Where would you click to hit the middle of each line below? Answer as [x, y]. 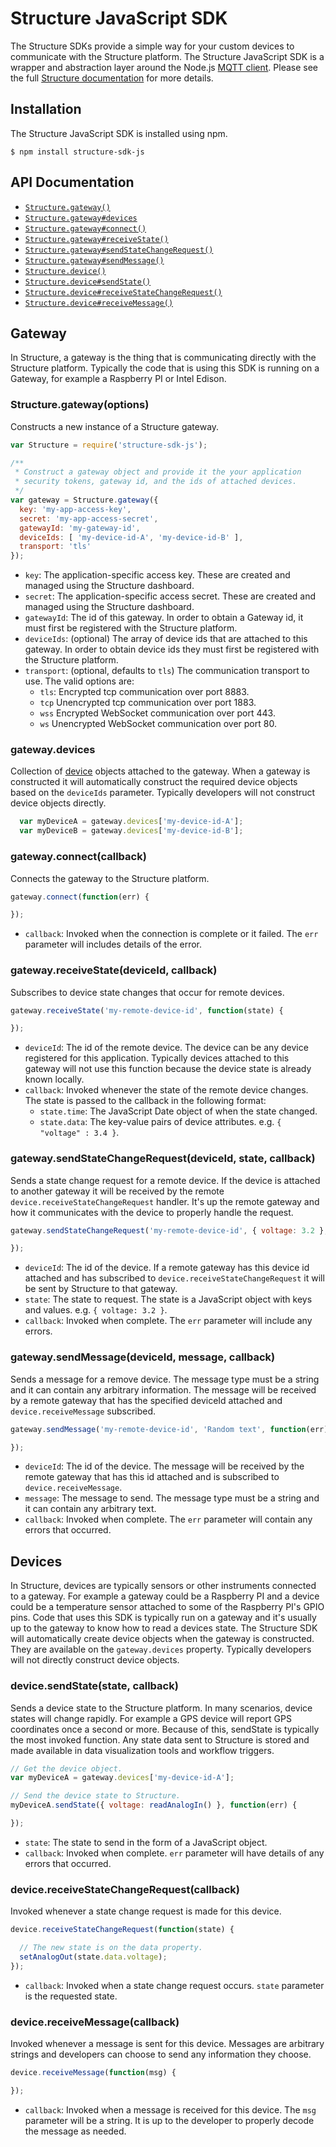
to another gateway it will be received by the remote [117, 1191]
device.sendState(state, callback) [94, 1686]
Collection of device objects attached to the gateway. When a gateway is [160, 771]
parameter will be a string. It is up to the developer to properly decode [169, 2120]
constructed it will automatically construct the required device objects [154, 782]
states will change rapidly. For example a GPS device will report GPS [151, 1718]
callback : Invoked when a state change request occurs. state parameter [174, 1985]
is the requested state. [71, 1996]
